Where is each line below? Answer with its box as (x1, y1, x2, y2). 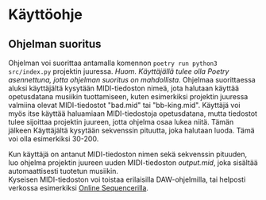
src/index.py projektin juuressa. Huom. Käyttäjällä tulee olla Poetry (8, 67, 229, 76)
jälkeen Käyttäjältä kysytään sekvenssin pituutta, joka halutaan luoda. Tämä (8, 125, 256, 135)
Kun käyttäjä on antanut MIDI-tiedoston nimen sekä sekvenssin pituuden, (8, 149, 248, 159)
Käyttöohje (8, 6, 83, 24)
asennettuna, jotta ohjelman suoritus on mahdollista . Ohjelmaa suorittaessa (8, 75, 256, 84)
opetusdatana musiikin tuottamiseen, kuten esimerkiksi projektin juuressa (8, 92, 249, 101)
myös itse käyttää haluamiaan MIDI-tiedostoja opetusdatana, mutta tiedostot (8, 109, 258, 118)
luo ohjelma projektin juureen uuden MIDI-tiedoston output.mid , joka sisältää (8, 158, 258, 167)
